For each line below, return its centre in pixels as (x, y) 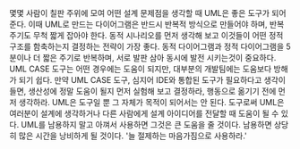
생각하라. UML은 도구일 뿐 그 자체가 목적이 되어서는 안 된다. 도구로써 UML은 (151, 102)
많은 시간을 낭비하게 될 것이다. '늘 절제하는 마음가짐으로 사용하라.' (133, 136)
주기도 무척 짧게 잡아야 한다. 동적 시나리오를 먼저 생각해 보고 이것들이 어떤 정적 (146, 35)
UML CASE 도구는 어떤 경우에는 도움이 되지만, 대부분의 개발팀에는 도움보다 (141, 69)
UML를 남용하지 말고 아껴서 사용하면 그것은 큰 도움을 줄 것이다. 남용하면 (146, 124)
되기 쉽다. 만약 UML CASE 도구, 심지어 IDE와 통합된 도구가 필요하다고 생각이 (152, 80)
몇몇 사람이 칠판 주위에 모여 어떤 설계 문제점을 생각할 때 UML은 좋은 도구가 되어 (148, 13)
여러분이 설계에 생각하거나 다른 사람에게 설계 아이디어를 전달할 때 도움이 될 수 (144, 113)
